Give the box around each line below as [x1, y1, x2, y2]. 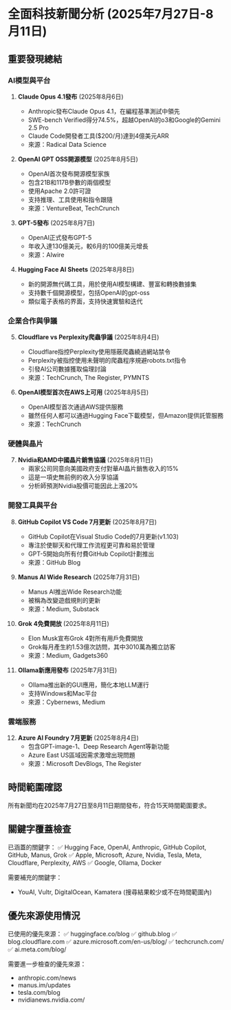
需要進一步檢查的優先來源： [8, 960, 87, 968]
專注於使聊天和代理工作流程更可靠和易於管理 [27, 541, 155, 549]
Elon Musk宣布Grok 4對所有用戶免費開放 [27, 634, 144, 642]
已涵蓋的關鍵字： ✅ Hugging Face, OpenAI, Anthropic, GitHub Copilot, [8, 842, 207, 851]
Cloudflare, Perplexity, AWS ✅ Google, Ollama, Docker [8, 858, 162, 867]
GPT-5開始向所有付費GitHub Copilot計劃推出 [27, 549, 155, 558]
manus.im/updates [17, 980, 71, 989]
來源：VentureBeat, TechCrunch [27, 204, 120, 212]
